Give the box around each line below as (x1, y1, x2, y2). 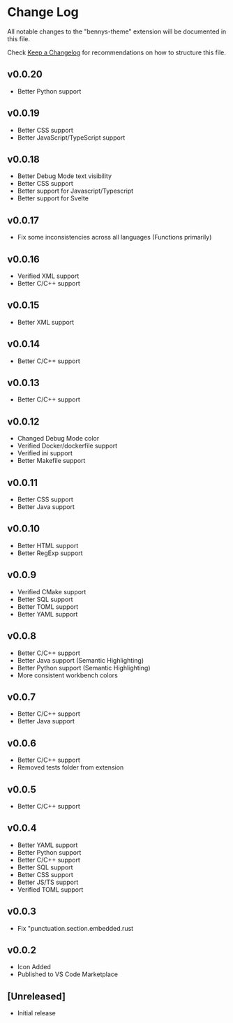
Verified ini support (17, 449, 73, 457)
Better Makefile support (17, 457, 86, 465)
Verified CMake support (17, 587, 87, 596)
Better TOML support (17, 602, 79, 611)
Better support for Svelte (17, 194, 89, 203)
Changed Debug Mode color (17, 434, 100, 443)
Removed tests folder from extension (17, 763, 124, 772)
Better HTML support (17, 541, 79, 550)
